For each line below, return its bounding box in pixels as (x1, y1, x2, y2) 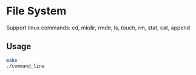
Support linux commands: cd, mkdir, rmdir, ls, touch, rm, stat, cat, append (6, 24, 191, 31)
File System (6, 4, 67, 18)
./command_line (6, 63, 45, 69)
